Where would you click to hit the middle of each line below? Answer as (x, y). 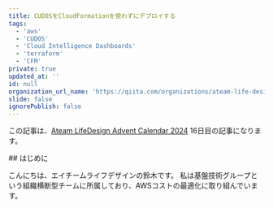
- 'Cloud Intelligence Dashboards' (76, 46)
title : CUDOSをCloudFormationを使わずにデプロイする (92, 16)
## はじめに (28, 158)
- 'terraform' (39, 54)
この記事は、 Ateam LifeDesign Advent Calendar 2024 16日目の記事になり (131, 131)
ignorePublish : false (45, 106)
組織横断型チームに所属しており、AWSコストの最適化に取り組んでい (137, 186)
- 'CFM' (29, 62)
